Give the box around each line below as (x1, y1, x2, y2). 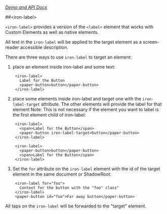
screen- (143, 39, 159, 45)
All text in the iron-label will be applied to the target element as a (5, 39, 142, 45)
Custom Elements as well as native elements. (5, 29, 99, 35)
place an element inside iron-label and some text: (12, 64, 116, 70)
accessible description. (20, 44, 69, 50)
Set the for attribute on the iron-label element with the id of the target (12, 166, 160, 172)
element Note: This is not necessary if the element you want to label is (12, 106, 159, 113)
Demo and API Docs (5, 5, 47, 10)
